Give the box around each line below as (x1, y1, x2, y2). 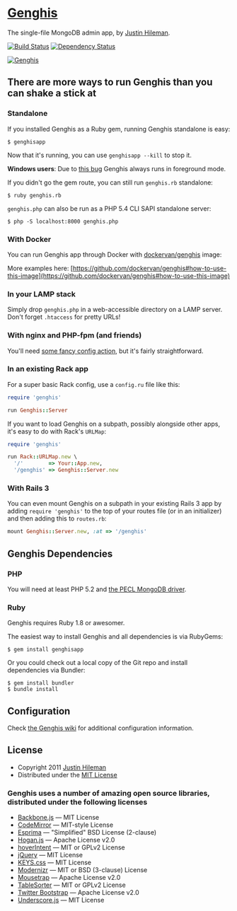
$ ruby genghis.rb (7, 192, 62, 199)
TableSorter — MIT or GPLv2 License (17, 881, 126, 889)
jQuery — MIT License (17, 851, 83, 859)
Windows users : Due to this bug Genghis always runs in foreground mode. (7, 164, 226, 173)
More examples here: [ (7, 264, 73, 272)
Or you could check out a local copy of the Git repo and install (7, 658, 188, 667)
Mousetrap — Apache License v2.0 (17, 874, 121, 882)
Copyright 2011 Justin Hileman (17, 762, 107, 772)
